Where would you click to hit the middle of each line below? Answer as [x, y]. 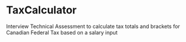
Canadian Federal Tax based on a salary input [62, 32]
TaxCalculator [41, 10]
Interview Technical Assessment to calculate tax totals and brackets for [93, 26]
